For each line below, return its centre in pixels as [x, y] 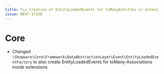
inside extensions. [30, 67]
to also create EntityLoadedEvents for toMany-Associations [93, 62]
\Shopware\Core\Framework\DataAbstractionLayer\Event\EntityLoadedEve [85, 57]
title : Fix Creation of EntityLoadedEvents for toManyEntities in [74, 9]
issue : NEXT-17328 [24, 14]
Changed [21, 52]
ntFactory [22, 62]
